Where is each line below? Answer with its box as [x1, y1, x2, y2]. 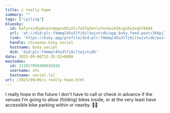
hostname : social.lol [10, 73, 56, 78]
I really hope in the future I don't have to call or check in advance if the [5, 91, 153, 97]
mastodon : [5, 59, 26, 64]
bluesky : [5, 21, 24, 27]
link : [10, 36, 22, 41]
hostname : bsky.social [10, 45, 58, 50]
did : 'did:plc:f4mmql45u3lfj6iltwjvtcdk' [10, 49, 99, 54]
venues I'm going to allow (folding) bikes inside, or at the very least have [5, 96, 156, 102]
